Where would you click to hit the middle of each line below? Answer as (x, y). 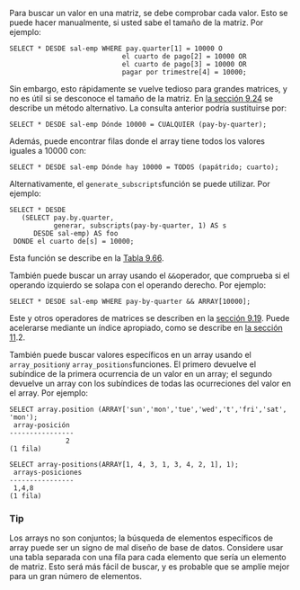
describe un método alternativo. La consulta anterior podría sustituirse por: (148, 108)
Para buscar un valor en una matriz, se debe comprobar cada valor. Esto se (149, 13)
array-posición (41, 425)
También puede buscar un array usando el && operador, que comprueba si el (150, 275)
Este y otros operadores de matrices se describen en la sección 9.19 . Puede (150, 318)
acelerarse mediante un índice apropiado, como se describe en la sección (146, 328)
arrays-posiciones (48, 472)
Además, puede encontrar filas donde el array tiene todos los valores (137, 141)
